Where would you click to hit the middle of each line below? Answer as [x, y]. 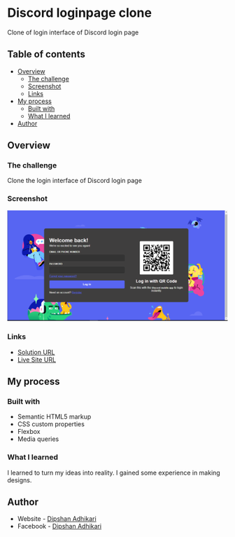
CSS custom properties [51, 424]
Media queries [38, 439]
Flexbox [29, 432]
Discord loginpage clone [80, 13]
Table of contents [46, 54]
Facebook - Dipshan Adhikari [59, 526]
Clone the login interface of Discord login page [74, 181]
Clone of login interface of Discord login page [73, 32]
